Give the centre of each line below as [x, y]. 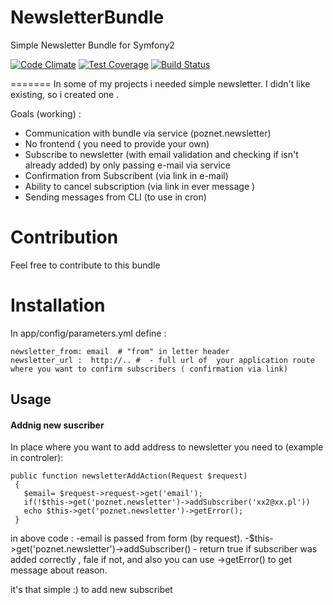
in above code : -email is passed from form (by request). [126, 538]
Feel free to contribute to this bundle [85, 265]
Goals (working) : [46, 113]
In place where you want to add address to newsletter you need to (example [167, 447]
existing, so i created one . [65, 94]
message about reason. [59, 570]
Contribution [64, 237]
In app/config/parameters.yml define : [88, 333]
